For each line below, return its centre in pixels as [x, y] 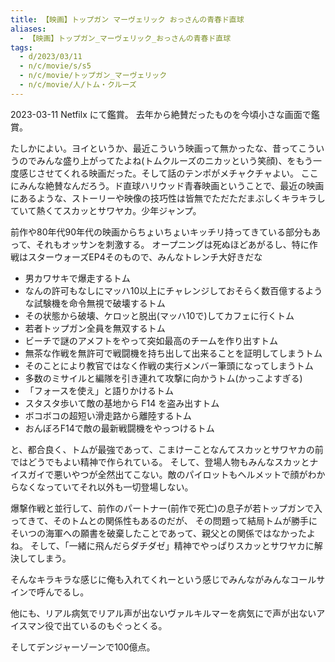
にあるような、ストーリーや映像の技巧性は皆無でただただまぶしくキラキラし [168, 198]
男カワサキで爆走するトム [77, 278]
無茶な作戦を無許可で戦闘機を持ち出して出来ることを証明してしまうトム [173, 353]
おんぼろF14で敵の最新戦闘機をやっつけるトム [119, 428]
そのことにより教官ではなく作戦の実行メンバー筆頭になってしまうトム [169, 365]
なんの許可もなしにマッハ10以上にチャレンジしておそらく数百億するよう [173, 290]
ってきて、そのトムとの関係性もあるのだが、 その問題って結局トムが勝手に [164, 520]
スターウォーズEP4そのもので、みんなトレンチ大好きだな [145, 257]
